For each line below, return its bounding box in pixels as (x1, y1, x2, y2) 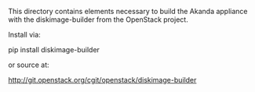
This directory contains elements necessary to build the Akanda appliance (8, 7, 249, 16)
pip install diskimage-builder (8, 45, 100, 54)
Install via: (8, 30, 41, 39)
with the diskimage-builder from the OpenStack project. (8, 15, 188, 24)
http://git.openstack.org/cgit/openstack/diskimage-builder (8, 76, 197, 84)
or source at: (8, 60, 49, 69)
